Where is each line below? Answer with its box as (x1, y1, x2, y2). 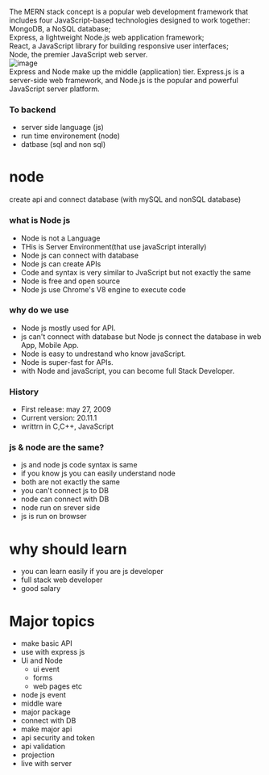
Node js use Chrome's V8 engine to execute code (20, 284, 186, 294)
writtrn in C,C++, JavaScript (20, 421, 114, 431)
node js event (20, 690, 67, 700)
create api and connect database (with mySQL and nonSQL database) (9, 195, 242, 204)
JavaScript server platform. (9, 84, 100, 94)
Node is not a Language (20, 233, 101, 243)
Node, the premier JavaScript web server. (9, 50, 148, 59)
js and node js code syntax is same (20, 460, 138, 470)
